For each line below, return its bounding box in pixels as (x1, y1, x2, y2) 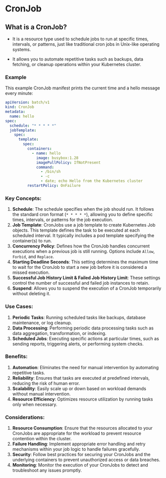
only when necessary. (12, 401, 57, 407)
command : (36, 164, 55, 169)
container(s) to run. (12, 238, 52, 244)
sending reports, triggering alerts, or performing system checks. (12, 341, 144, 347)
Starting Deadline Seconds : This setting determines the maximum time (12, 259, 159, 265)
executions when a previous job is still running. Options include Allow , (12, 248, 155, 254)
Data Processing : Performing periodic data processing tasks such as (12, 325, 154, 331)
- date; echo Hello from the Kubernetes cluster (40, 178, 143, 184)
